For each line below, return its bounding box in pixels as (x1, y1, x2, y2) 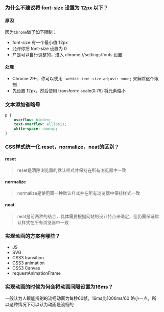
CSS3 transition (12, 254, 44, 260)
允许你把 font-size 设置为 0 (12, 45, 67, 52)
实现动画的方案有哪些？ (5, 233, 60, 240)
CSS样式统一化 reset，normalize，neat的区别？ (5, 143, 119, 150)
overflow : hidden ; (14, 117, 51, 122)
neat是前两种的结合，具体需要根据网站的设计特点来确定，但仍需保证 (17, 213, 155, 219)
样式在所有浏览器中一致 (21, 219, 69, 225)
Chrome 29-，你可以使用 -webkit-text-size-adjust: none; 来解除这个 (12, 76, 155, 82)
